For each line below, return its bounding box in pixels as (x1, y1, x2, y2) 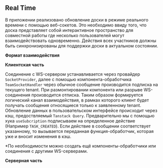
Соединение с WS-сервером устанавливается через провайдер (5, 71, 140, 77)
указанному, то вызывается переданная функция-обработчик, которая (5, 128, 154, 134)
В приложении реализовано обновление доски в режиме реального (5, 17, 148, 22)
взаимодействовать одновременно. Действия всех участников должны (5, 38, 157, 43)
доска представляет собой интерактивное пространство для (5, 27, 134, 33)
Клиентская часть (5, 62, 45, 67)
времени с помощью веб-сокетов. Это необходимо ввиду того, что (5, 22, 147, 28)
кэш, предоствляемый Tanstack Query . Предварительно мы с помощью (5, 112, 155, 119)
